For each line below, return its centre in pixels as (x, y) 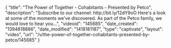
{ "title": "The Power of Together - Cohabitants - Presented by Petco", (79, 7)
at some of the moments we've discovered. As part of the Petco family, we (84, 18)
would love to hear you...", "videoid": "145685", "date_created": (71, 23)
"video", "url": (20, 34)
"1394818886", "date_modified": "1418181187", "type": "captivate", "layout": (84, 29)
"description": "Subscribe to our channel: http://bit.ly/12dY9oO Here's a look (86, 13)
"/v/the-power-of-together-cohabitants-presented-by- (93, 34)
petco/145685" (21, 40)
